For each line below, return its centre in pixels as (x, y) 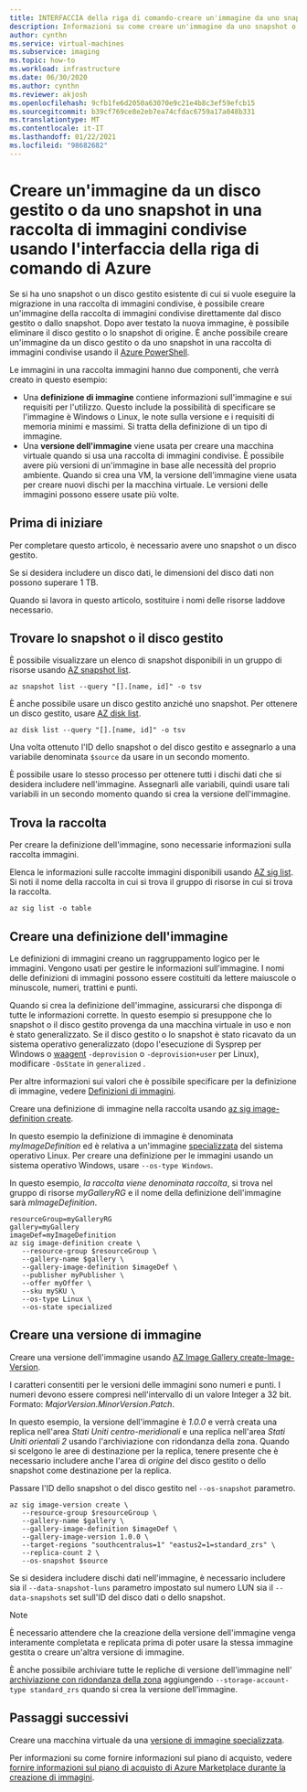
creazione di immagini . (52, 1777)
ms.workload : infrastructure (65, 69)
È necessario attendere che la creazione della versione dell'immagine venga (153, 1632)
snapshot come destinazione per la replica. (90, 1470)
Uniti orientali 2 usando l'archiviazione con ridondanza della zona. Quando (149, 1441)
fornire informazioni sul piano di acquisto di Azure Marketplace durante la (148, 1767)
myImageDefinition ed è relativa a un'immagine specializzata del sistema (146, 1146)
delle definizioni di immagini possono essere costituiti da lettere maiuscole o (153, 977)
